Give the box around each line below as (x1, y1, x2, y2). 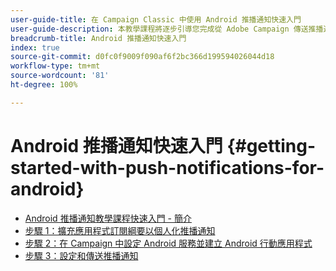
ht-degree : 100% (10, 80, 78, 90)
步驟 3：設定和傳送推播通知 (24, 249, 139, 261)
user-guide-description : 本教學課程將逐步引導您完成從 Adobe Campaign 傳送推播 (10, 24, 324, 34)
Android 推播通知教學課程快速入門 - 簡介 (24, 212, 192, 224)
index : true (10, 42, 60, 53)
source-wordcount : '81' (10, 71, 110, 81)
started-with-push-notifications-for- (10, 156, 325, 179)
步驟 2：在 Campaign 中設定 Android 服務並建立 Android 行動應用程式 (24, 237, 313, 249)
